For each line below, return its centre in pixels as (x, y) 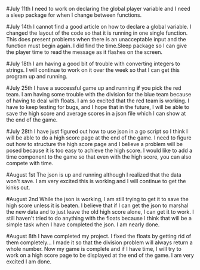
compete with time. (30, 163)
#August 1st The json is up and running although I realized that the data (94, 175)
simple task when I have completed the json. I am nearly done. (83, 225)
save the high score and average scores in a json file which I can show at (96, 113)
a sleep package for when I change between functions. (74, 15)
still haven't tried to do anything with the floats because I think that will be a (99, 218)
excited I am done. (29, 262)
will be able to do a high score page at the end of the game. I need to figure (99, 138)
